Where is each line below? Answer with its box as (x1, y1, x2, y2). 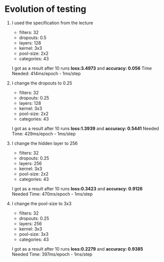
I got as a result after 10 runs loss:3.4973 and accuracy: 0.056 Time (11, 65, 152, 71)
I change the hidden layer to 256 (11, 140, 78, 146)
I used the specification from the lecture (11, 20, 93, 26)
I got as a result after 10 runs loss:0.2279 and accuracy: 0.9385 (11, 246, 143, 252)
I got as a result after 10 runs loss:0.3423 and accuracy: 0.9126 (11, 185, 143, 191)
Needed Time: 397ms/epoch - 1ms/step (11, 251, 93, 257)
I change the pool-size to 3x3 (11, 200, 72, 206)
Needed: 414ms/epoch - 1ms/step (11, 70, 81, 76)
